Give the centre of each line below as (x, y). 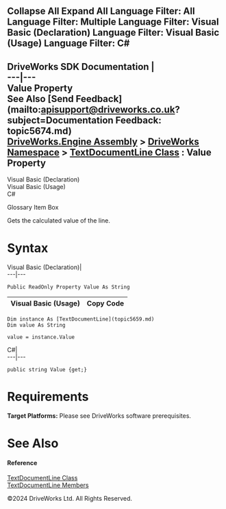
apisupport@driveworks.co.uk (108, 109)
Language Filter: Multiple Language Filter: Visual (113, 22)
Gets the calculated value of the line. (59, 221)
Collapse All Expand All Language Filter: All (101, 11)
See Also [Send (40, 99)
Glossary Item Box (33, 208)
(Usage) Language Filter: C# (68, 44)
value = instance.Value (41, 337)
